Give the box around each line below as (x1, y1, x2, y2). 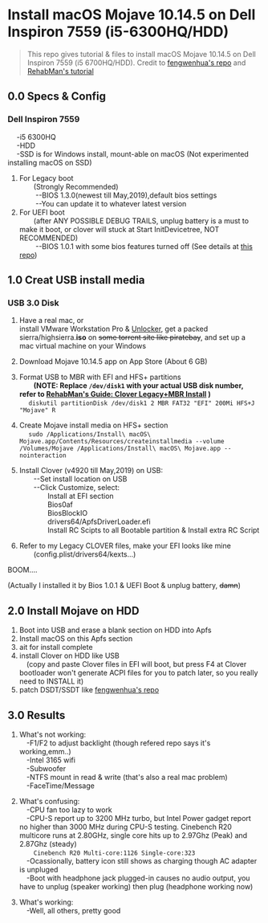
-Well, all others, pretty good (26, 905, 121, 915)
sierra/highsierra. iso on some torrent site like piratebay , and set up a (18, 333, 246, 342)
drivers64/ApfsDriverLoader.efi (47, 517, 151, 527)
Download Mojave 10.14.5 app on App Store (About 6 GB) (18, 357, 208, 366)
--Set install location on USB (33, 474, 128, 484)
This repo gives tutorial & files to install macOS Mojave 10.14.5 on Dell (26, 49, 256, 59)
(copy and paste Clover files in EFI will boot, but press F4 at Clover (26, 660, 247, 669)
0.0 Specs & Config (7, 90, 106, 104)
